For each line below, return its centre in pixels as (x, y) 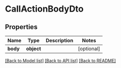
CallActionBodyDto (44, 9)
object (33, 49)
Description (60, 41)
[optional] (89, 49)
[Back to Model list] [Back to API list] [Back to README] (60, 61)
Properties (21, 27)
